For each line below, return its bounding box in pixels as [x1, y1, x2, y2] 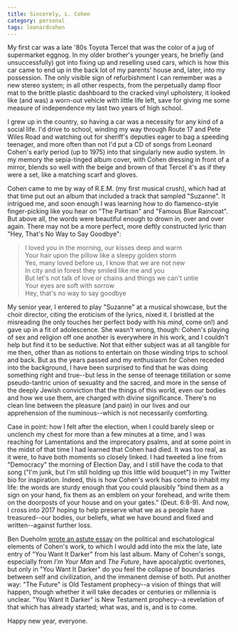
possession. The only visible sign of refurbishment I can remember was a [7, 73, 222, 82]
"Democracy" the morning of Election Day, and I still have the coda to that [7, 460, 224, 469]
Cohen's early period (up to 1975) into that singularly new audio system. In [7, 147, 225, 157]
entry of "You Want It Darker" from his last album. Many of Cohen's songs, [7, 550, 226, 559]
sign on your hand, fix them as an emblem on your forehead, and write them [7, 491, 230, 499]
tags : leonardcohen [7, 24, 65, 31]
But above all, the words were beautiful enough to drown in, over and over [7, 214, 225, 223]
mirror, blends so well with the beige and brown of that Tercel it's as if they [7, 163, 226, 172]
